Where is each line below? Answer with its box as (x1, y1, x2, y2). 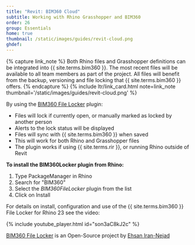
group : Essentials (6, 25, 51, 31)
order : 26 (6, 19, 31, 25)
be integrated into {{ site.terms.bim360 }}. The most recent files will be (6, 64, 178, 71)
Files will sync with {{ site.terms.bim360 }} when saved (14, 130, 148, 138)
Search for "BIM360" (14, 178, 66, 186)
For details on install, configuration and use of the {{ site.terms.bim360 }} (6, 202, 184, 210)
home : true (6, 31, 33, 37)
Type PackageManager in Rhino (14, 172, 92, 179)
